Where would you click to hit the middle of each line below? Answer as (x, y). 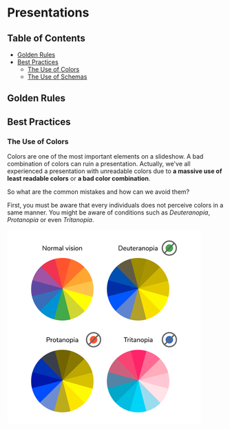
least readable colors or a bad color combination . (79, 179)
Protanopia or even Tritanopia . (51, 220)
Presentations (48, 13)
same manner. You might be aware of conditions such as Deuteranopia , (108, 212)
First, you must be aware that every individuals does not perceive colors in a (115, 206)
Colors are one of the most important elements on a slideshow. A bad (105, 157)
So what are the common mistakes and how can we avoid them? (98, 192)
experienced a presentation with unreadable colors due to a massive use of (115, 171)
